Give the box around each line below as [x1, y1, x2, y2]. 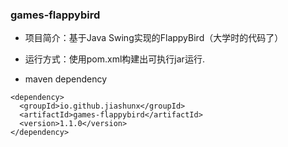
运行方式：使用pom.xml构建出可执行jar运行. [24, 53, 205, 65]
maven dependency [24, 73, 108, 85]
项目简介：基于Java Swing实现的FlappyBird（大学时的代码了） [24, 32, 284, 44]
